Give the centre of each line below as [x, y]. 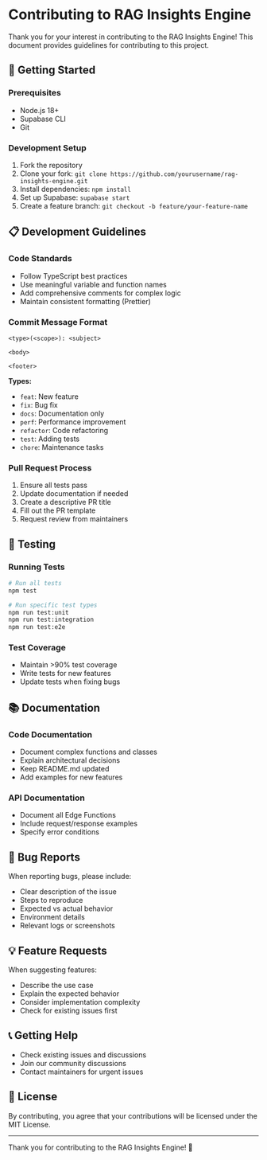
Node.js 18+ [39, 110]
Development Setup [47, 147]
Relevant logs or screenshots [67, 926]
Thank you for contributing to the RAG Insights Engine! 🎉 [101, 1147]
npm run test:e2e [37, 627]
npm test [23, 591]
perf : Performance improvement [73, 422]
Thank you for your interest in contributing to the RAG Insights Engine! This [131, 37]
